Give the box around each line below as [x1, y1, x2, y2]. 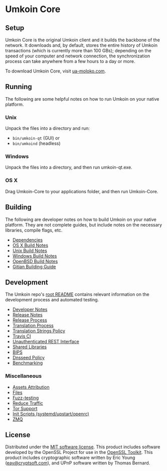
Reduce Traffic [12, 400, 44, 406]
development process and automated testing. [5, 297, 99, 303]
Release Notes [12, 312, 43, 318]
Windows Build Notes [12, 253, 57, 259]
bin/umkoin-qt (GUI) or [12, 135, 60, 141]
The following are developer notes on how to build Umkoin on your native [5, 216, 157, 222]
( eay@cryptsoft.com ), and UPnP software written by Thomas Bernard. [5, 460, 150, 466]
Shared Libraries [12, 344, 47, 350]
